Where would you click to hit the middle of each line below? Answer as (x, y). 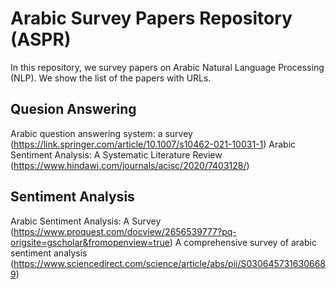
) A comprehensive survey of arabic (243, 242)
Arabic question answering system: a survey (101, 133)
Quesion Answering (73, 109)
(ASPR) (41, 39)
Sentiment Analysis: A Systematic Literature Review (116, 154)
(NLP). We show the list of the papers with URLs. (111, 78)
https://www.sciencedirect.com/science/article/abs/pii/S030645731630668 (169, 263)
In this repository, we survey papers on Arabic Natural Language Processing (167, 67)
